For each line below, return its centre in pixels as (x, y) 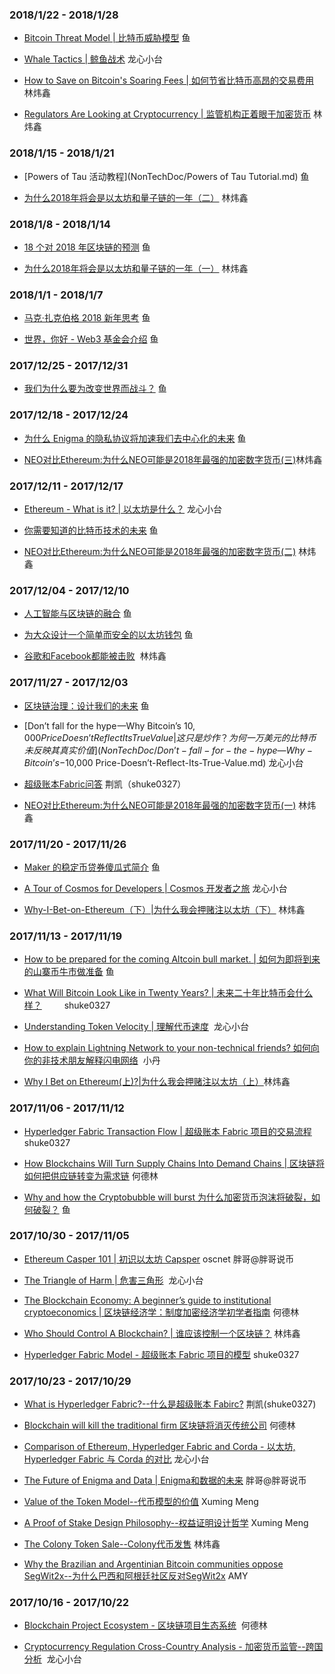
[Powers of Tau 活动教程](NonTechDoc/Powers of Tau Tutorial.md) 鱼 (166, 176)
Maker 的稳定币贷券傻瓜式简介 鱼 (92, 867)
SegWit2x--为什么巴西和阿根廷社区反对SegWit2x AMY (136, 1576)
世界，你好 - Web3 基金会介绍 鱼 (91, 339)
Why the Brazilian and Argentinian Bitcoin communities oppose (153, 1564)
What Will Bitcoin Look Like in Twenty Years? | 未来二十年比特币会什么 (168, 993)
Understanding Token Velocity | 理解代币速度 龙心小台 (136, 1027)
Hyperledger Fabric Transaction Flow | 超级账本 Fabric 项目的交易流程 (167, 1131)
